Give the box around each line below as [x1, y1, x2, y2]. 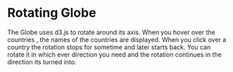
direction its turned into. [7, 57, 77, 66]
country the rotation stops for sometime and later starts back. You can [7, 43, 211, 51]
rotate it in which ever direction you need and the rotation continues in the [7, 50, 222, 59]
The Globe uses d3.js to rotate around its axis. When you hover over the [7, 28, 216, 36]
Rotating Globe [7, 5, 96, 21]
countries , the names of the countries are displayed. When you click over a [7, 35, 227, 43]
